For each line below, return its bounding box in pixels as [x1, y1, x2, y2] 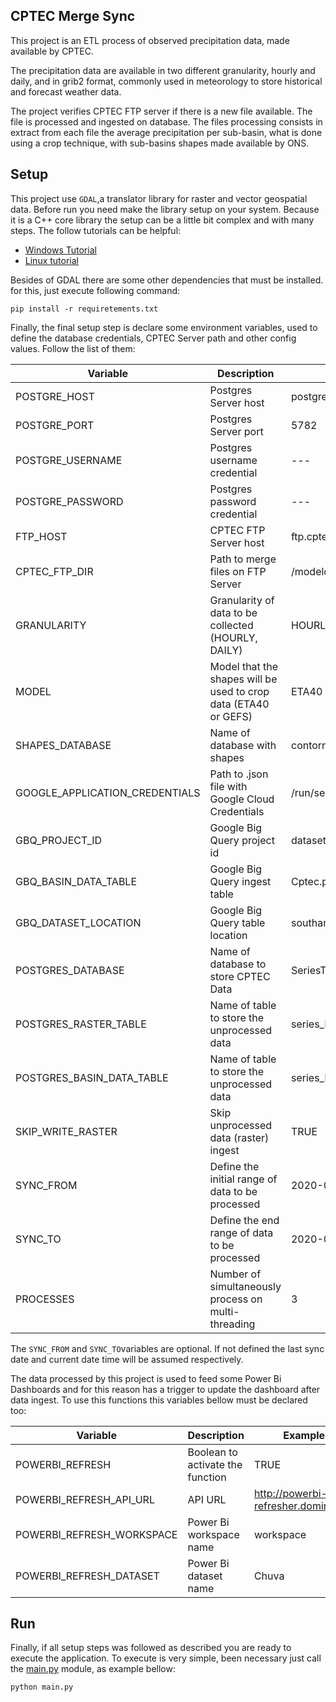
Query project [209, 833, 275, 847]
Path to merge [209, 552, 277, 566]
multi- [209, 1304, 240, 1318]
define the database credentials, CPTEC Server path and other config [10, 332, 297, 344]
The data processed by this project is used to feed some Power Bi [10, 1372, 282, 1384]
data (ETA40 [209, 697, 270, 711]
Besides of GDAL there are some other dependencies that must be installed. [10, 274, 324, 286]
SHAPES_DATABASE [15, 738, 112, 752]
